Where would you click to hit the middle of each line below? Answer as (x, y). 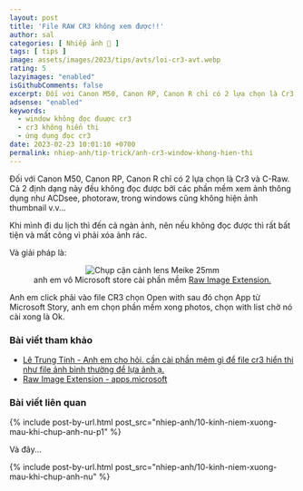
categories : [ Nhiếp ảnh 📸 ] (64, 43)
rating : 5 (28, 69)
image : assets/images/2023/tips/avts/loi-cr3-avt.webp (115, 60)
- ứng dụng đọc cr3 (54, 136)
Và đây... (26, 449)
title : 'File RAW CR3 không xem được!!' (87, 26)
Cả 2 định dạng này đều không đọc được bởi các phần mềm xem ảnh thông (151, 188)
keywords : (28, 111)
